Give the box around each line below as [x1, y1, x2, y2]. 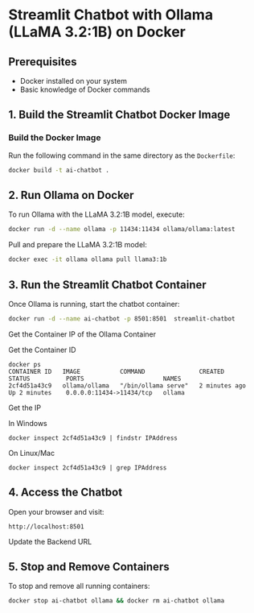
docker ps [8, 360, 42, 368]
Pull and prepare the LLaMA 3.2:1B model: [8, 240, 147, 250]
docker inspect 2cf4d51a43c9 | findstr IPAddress [8, 433, 178, 442]
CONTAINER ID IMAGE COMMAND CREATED [8, 367, 225, 375]
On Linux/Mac [8, 448, 55, 458]
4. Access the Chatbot [8, 486, 123, 499]
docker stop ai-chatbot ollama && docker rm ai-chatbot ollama [8, 597, 225, 605]
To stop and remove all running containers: [8, 582, 150, 591]
